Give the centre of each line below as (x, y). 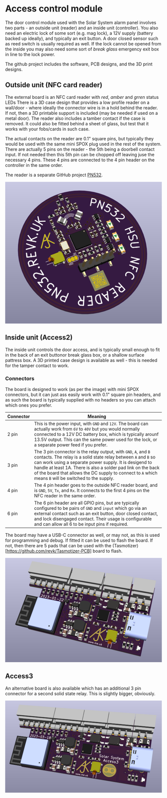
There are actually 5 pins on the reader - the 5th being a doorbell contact (80, 149)
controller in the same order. (34, 165)
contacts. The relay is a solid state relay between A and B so (95, 457)
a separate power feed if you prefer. (71, 444)
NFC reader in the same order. (65, 496)
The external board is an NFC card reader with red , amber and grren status (82, 97)
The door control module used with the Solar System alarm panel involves (81, 22)
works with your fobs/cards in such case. (47, 129)
